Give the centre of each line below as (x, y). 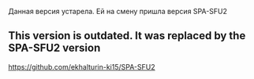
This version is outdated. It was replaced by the (127, 36)
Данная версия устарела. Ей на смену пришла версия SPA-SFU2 (118, 11)
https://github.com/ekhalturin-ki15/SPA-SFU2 (82, 66)
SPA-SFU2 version (54, 48)
